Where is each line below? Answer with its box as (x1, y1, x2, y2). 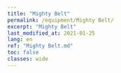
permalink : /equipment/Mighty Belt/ (7, 17, 114, 24)
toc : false (7, 49, 39, 56)
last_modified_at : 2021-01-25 (7, 29, 96, 37)
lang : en (7, 36, 33, 43)
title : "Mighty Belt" (7, 10, 71, 17)
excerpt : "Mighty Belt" (7, 23, 77, 30)
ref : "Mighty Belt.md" (7, 42, 73, 49)
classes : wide (7, 56, 49, 63)
